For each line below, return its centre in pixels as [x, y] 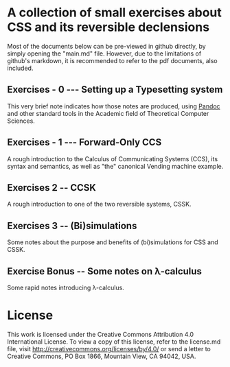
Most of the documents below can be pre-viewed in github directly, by [106, 46]
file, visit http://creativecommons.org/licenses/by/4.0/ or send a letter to [109, 348]
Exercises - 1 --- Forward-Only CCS [84, 142]
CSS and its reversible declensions [108, 27]
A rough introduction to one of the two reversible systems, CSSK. [99, 204]
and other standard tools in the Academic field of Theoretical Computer [108, 113]
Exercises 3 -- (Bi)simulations [72, 225]
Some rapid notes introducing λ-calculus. [66, 287]
